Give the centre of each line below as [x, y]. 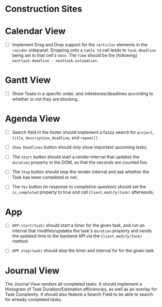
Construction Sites [44, 9]
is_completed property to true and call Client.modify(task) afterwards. [83, 192]
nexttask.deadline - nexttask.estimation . [55, 61]
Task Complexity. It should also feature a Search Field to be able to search [79, 294]
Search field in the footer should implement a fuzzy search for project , [83, 132]
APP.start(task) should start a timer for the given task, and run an [78, 225]
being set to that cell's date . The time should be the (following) [74, 55]
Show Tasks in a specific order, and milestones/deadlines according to [83, 94]
